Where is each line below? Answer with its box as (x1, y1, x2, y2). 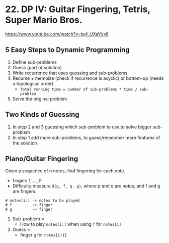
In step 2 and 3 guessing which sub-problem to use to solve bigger (12, 124, 152, 130)
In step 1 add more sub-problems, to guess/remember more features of (12, 134, 160, 140)
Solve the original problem (12, 95, 67, 102)
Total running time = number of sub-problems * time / (20, 87, 137, 92)
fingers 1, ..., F (12, 178, 42, 184)
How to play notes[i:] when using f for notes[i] (20, 221, 122, 227)
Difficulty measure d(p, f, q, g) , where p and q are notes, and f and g (12, 183, 160, 189)
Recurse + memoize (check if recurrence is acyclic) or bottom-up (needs (12, 75, 164, 81)
